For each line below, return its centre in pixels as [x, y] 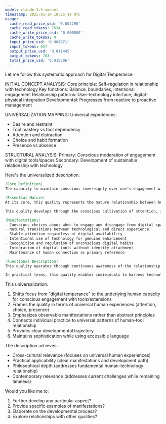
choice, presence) [31, 310]
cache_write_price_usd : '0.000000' [46, 33]
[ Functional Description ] [32, 261]
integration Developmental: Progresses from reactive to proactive [90, 100]
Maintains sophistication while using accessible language [71, 336]
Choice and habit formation [40, 140]
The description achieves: [32, 346]
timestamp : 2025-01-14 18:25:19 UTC [43, 14]
